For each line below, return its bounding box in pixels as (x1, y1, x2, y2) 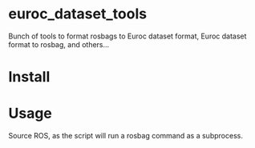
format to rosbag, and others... (8, 39, 110, 49)
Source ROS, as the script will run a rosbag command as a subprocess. (8, 131, 243, 141)
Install (8, 68, 51, 86)
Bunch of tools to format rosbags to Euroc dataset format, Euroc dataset (8, 31, 247, 41)
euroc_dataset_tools (8, 5, 147, 23)
